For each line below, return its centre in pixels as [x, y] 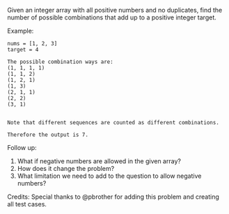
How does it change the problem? [66, 168]
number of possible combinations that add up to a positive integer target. [112, 17]
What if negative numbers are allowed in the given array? [99, 161]
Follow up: [22, 148]
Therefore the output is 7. [48, 135]
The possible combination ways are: [60, 62]
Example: [21, 31]
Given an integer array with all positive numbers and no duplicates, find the [115, 10]
